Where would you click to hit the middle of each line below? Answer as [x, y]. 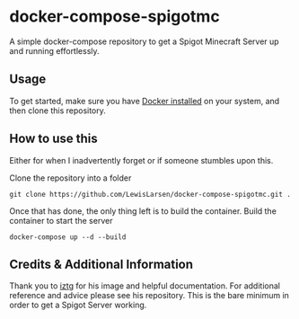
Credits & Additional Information [101, 264]
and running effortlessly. [55, 50]
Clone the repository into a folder [70, 178]
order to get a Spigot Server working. [78, 305]
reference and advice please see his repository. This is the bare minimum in [149, 296]
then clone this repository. [57, 111]
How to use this [54, 139]
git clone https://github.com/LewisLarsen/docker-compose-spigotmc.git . [150, 194]
